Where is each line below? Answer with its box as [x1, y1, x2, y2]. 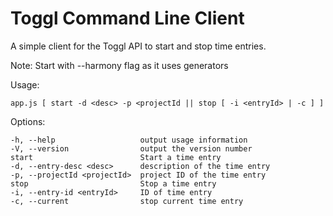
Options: [10, 115, 46, 127]
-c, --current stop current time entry [10, 196, 244, 206]
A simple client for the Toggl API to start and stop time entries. [10, 40, 267, 52]
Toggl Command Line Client [10, 7, 245, 30]
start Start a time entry [10, 152, 222, 162]
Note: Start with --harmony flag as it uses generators [10, 59, 229, 71]
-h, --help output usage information [10, 135, 248, 145]
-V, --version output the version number [10, 143, 253, 154]
